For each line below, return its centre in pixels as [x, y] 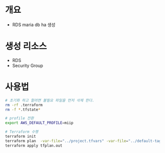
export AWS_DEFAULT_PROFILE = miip [39, 123]
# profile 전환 [20, 119]
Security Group [27, 65]
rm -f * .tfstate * [23, 109]
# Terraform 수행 [22, 132]
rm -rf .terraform [24, 105]
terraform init [21, 137]
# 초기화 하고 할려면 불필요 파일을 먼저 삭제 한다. [50, 100]
